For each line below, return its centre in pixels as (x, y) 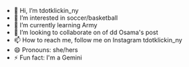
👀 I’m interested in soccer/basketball (66, 18)
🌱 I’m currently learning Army (55, 25)
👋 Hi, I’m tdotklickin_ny (46, 11)
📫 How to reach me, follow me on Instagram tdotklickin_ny (98, 40)
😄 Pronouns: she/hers (46, 50)
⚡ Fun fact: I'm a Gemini (48, 57)
